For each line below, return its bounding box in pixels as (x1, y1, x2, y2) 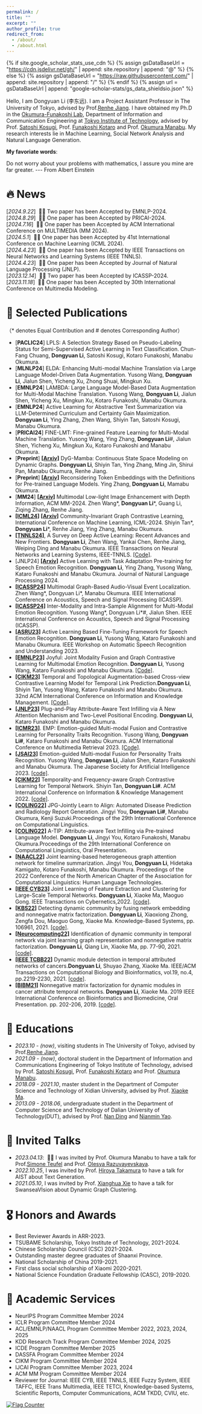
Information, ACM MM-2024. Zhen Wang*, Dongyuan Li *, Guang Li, (14, 500, 183, 507)
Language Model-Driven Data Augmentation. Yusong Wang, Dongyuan (14, 371, 192, 378)
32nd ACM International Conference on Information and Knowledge (14, 692, 183, 699)
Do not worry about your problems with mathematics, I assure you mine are (6, 160, 194, 167)
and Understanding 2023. (14, 647, 80, 654)
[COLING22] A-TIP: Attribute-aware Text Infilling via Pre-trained (14, 827, 174, 835)
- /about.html (11, 43, 47, 49)
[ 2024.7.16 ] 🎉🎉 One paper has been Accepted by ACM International (6, 220, 175, 227)
